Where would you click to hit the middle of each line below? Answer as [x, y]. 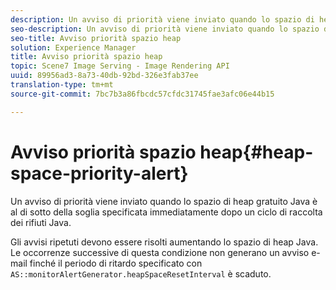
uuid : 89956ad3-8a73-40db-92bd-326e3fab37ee [104, 76]
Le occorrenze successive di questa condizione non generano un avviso [160, 252]
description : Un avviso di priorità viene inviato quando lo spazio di [162, 19]
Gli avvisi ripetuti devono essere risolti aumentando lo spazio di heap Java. [164, 242]
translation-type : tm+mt [62, 85]
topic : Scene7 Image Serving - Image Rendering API [120, 66]
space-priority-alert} [99, 173]
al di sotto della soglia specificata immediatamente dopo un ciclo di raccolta [166, 212]
